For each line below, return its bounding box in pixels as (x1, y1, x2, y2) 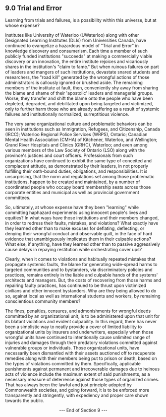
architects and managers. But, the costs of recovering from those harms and (5, 277, 162, 283)
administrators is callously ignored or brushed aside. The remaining (5, 79, 143, 85)
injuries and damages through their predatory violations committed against (5, 340, 158, 346)
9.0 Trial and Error (5, 4, 62, 12)
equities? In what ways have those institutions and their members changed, (5, 214, 159, 220)
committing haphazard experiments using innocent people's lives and (5, 209, 147, 215)
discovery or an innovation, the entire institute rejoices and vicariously (5, 58, 149, 64)
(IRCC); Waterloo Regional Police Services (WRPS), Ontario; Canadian (5, 131, 148, 137)
